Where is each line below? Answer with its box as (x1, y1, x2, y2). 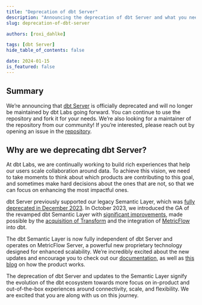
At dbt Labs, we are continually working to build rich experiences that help (6, 161, 191, 168)
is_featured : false (6, 64, 55, 70)
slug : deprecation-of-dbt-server (6, 20, 90, 26)
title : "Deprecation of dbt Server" (6, 8, 98, 15)
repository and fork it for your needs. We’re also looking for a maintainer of (6, 115, 191, 122)
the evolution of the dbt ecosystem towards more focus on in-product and (6, 279, 190, 286)
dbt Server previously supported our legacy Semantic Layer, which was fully (6, 198, 195, 205)
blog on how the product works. (6, 261, 85, 268)
